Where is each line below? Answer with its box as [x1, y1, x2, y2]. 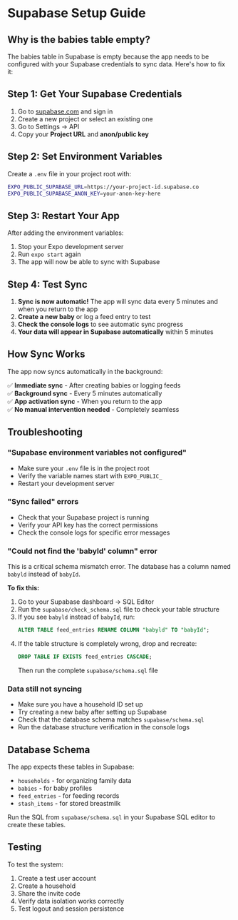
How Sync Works [7, 348, 86, 360]
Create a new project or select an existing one [17, 114, 153, 123]
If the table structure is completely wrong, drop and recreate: [17, 639, 197, 647]
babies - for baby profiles [17, 784, 93, 792]
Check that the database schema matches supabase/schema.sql [17, 715, 205, 724]
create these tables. [7, 820, 66, 829]
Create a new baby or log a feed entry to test [17, 313, 151, 320]
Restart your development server [17, 479, 115, 487]
